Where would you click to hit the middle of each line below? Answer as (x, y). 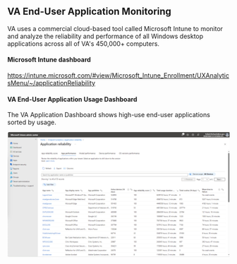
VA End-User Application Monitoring (89, 12)
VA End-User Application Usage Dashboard (72, 99)
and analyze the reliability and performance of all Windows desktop (105, 36)
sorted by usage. (32, 122)
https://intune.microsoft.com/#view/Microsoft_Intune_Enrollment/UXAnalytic (118, 76)
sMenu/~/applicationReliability (51, 83)
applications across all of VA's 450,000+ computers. (84, 43)
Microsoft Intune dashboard (49, 60)
